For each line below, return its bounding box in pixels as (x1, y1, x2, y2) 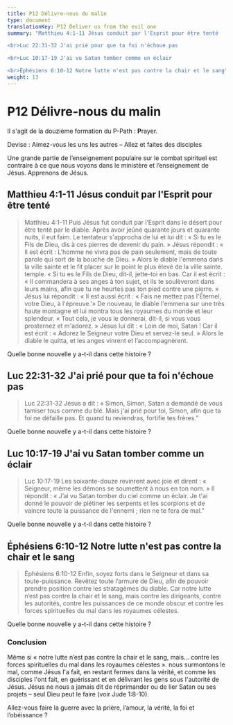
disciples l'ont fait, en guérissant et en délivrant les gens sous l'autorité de (7, 676, 220, 684)
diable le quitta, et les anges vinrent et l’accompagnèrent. (24, 336, 189, 344)
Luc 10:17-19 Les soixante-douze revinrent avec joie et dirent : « (24, 477, 207, 486)
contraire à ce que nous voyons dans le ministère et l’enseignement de (7, 161, 209, 169)
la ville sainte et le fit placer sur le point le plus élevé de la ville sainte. (24, 262, 223, 271)
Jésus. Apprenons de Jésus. (7, 168, 89, 177)
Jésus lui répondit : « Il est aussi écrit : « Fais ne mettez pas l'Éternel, (24, 292, 222, 300)
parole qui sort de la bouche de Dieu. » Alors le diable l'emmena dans (24, 255, 223, 263)
